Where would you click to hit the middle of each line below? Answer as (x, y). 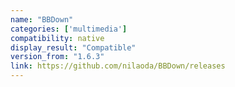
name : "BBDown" (42, 19)
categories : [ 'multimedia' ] (69, 29)
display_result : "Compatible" (73, 47)
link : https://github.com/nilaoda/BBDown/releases (118, 66)
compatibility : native (57, 38)
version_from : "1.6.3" (57, 57)
